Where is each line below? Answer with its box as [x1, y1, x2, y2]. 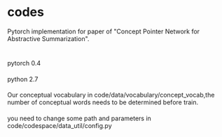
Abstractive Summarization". [7, 34, 90, 42]
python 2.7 [7, 74, 39, 83]
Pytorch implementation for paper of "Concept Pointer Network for [7, 27, 200, 35]
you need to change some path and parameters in [7, 114, 152, 122]
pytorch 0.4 [7, 59, 41, 67]
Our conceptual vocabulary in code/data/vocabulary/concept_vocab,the [7, 91, 215, 99]
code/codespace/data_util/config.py [7, 121, 112, 129]
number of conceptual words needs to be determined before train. [7, 98, 199, 106]
